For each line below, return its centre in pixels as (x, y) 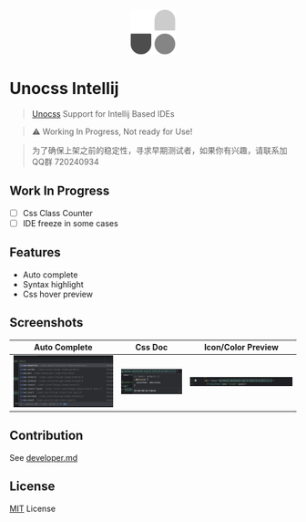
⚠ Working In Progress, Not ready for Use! (112, 131)
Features (35, 252)
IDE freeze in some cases (70, 223)
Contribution (46, 436)
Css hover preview (58, 294)
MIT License (33, 508)
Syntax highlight (53, 284)
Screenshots (46, 323)
